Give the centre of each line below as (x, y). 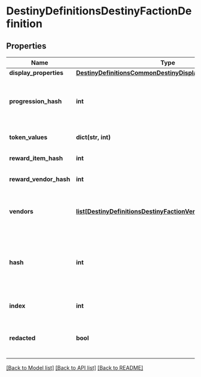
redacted (22, 338)
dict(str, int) (93, 137)
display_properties (36, 73)
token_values (28, 137)
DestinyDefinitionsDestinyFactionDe (99, 11)
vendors (22, 211)
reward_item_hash (36, 158)
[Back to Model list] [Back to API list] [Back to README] (75, 368)
